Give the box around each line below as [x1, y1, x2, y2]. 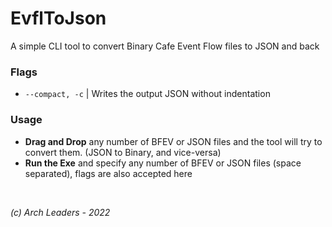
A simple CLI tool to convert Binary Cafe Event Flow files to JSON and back [10, 40, 320, 52]
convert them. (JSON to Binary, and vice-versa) [24, 146, 222, 158]
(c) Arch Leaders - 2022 [10, 206, 111, 218]
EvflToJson [10, 7, 107, 30]
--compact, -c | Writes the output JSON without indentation [24, 88, 271, 100]
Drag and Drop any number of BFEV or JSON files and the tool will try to [24, 135, 323, 147]
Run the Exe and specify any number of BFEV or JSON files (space [24, 157, 302, 169]
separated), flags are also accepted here [24, 167, 193, 179]
